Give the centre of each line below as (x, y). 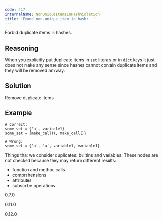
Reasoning (22, 48)
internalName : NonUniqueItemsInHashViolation (52, 14)
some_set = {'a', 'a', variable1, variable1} (52, 146)
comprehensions (29, 175)
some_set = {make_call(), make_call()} (46, 133)
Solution (18, 86)
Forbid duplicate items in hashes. (39, 33)
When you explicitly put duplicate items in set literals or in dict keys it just (80, 60)
